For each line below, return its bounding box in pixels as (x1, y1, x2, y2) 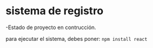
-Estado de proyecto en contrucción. (5, 24, 96, 31)
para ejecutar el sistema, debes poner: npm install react (5, 35, 148, 42)
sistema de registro (5, 4, 104, 18)
